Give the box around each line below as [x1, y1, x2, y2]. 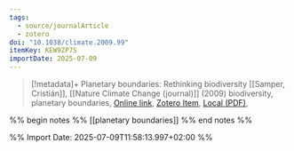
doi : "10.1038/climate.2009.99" [9, 37, 129, 47]
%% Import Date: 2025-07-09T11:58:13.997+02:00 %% [9, 132, 213, 142]
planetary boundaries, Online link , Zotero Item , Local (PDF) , [30, 98, 249, 107]
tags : [9, 12, 29, 22]
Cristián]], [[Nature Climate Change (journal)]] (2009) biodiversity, [30, 88, 274, 99]
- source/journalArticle [17, 21, 109, 30]
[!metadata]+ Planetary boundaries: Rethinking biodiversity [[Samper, [30, 79, 286, 89]
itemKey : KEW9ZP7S [9, 46, 77, 55]
